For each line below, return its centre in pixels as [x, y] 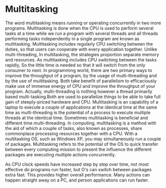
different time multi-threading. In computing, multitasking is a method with [81, 123]
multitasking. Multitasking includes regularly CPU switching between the [79, 44]
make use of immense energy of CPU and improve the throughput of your [80, 86]
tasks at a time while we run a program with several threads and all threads [82, 33]
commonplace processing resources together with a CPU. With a [71, 133]
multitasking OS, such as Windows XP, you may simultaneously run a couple [83, 139]
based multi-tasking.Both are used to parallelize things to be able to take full [83, 96]
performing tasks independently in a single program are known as [72, 39]
